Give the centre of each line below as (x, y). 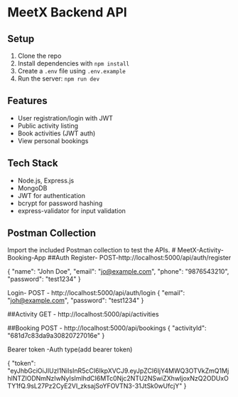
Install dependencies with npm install (74, 63)
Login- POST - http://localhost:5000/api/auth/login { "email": (96, 293)
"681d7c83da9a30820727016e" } (56, 336)
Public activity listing (48, 125)
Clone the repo (39, 56)
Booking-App (27, 258)
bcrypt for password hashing (60, 203)
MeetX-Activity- (200, 250)
